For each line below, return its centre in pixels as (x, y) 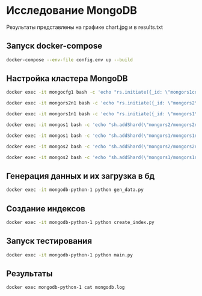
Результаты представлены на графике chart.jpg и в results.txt (85, 27)
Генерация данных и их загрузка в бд (81, 176)
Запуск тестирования (49, 241)
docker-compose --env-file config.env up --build (70, 60)
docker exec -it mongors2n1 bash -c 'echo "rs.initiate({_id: (86, 103)
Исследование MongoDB (72, 11)
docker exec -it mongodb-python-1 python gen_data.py (75, 190)
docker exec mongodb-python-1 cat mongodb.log (66, 288)
